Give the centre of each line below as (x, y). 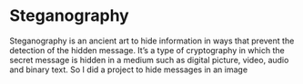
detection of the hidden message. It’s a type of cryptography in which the (147, 50)
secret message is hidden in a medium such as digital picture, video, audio (149, 60)
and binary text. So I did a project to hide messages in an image (129, 70)
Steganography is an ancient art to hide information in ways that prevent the (152, 41)
